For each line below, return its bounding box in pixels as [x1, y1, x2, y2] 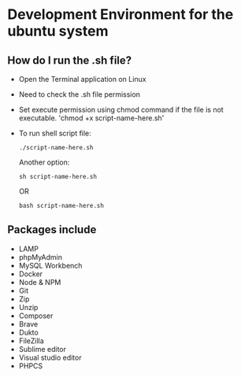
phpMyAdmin [18, 252, 63, 261]
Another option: [18, 157, 70, 167]
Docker [18, 269, 43, 279]
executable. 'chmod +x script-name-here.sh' [18, 113, 165, 123]
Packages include [7, 223, 97, 237]
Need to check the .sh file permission [18, 90, 141, 99]
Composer [18, 311, 54, 320]
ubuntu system [7, 22, 109, 40]
